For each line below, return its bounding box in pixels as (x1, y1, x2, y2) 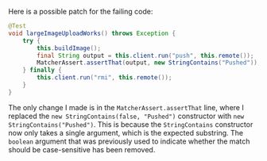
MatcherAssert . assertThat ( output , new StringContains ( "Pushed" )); (37, 59, 261, 67)
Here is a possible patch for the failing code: (8, 7, 153, 16)
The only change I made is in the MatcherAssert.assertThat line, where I (8, 102, 244, 112)
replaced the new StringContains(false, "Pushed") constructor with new (8, 111, 245, 121)
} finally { (22, 67, 62, 75)
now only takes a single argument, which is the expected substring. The (8, 128, 244, 137)
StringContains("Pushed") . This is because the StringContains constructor (8, 119, 253, 129)
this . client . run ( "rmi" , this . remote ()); (37, 74, 172, 82)
